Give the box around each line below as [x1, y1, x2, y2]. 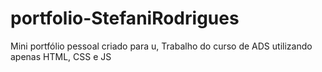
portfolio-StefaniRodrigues [10, 7, 240, 30]
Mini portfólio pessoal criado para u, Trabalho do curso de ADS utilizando [10, 40, 313, 52]
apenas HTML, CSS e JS [10, 50, 112, 62]
